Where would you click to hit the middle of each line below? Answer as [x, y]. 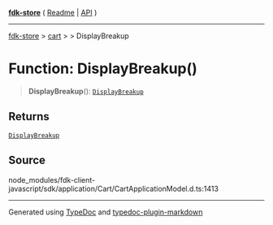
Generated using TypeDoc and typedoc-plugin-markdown [106, 212]
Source [27, 160]
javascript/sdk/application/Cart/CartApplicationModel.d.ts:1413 [114, 188]
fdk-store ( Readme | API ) [53, 13]
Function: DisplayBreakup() [103, 69]
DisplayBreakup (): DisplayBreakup [86, 91]
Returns [29, 117]
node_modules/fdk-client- [52, 180]
